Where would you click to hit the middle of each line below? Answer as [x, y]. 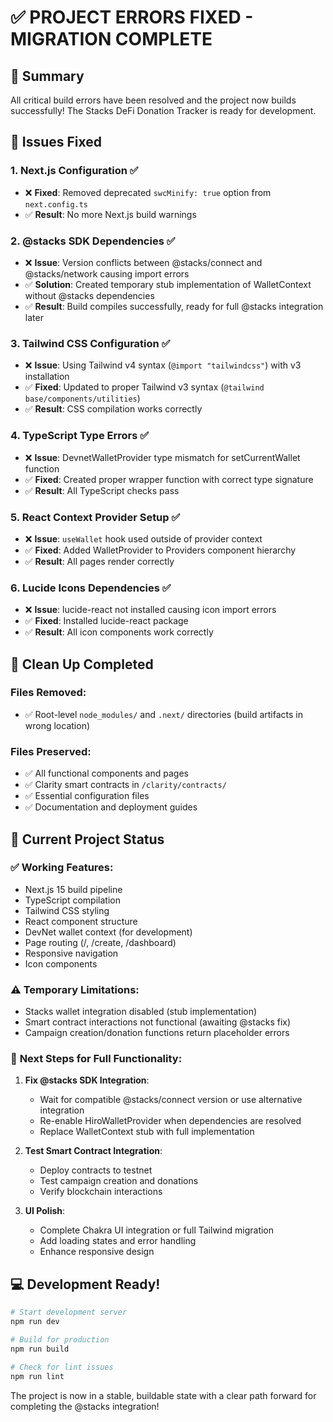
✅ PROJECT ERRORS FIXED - [132, 17]
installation [47, 377]
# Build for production [60, 1340]
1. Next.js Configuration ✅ [74, 171]
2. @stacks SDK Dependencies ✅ [93, 241]
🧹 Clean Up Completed [82, 664]
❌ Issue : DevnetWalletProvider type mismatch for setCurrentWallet [162, 457]
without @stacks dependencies [89, 295]
